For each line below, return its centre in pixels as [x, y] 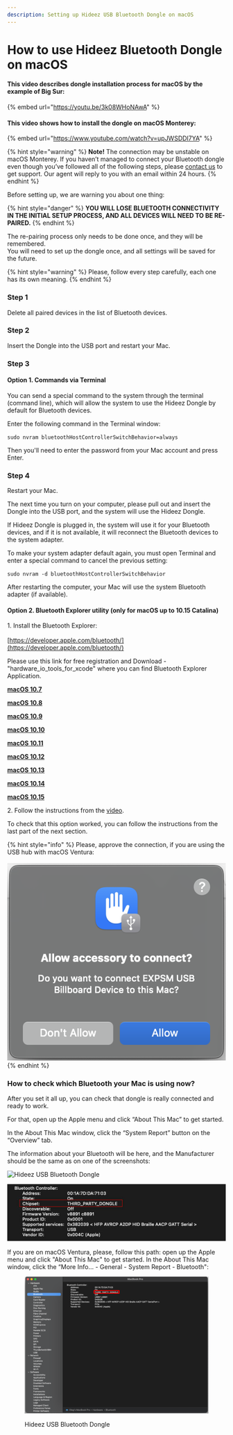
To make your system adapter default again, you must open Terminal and [112, 553]
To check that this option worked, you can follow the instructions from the [113, 824]
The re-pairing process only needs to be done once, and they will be [105, 237]
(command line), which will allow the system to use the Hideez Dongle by [112, 403]
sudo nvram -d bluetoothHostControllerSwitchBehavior [87, 574]
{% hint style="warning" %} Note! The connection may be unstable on [108, 152]
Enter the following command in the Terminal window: [84, 423]
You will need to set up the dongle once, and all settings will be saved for [111, 251]
